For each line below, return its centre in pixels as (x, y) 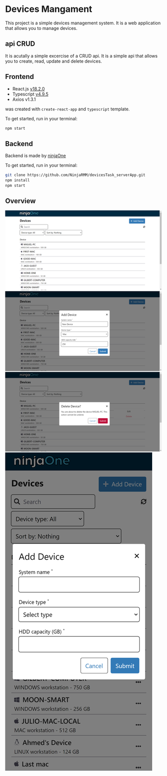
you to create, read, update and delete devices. (54, 61)
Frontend (20, 77)
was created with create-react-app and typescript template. (68, 109)
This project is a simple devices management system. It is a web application (83, 23)
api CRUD (20, 44)
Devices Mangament (49, 9)
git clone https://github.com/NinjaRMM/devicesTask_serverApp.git (75, 175)
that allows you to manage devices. (42, 28)
